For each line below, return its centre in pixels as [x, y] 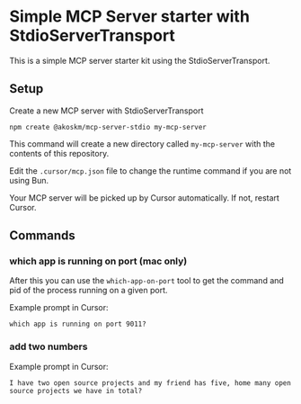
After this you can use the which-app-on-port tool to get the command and [147, 281]
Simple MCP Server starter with [129, 17]
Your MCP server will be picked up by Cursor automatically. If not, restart [145, 198]
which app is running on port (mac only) [98, 261]
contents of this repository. [59, 153]
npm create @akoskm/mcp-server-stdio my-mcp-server [108, 127]
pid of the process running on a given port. [89, 291]
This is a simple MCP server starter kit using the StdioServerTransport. [140, 60]
